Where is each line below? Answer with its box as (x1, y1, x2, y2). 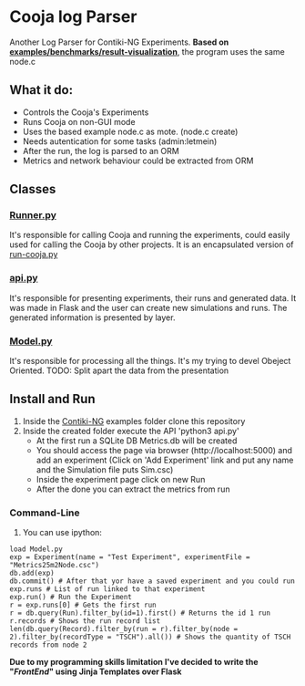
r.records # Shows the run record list (9, 617, 161, 626)
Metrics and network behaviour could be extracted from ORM (22, 155, 254, 166)
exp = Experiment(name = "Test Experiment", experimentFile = (9, 553, 250, 562)
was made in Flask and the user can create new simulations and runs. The (9, 302, 288, 313)
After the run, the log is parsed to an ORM (22, 145, 179, 156)
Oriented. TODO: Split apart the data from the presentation (9, 365, 229, 376)
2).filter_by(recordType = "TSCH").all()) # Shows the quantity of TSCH (9, 632, 291, 642)
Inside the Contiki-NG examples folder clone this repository (22, 415, 246, 426)
